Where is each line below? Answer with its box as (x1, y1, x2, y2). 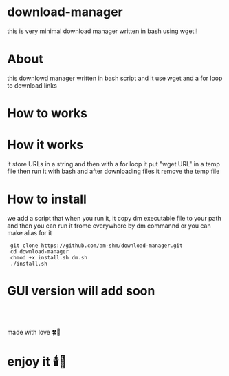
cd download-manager (10, 248, 69, 255)
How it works (7, 137, 84, 152)
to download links (7, 81, 57, 90)
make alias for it (7, 228, 52, 237)
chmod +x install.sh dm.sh (10, 254, 88, 261)
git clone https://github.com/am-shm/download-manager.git (10, 242, 184, 249)
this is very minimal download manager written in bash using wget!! (7, 27, 198, 35)
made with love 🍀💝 (7, 328, 61, 336)
